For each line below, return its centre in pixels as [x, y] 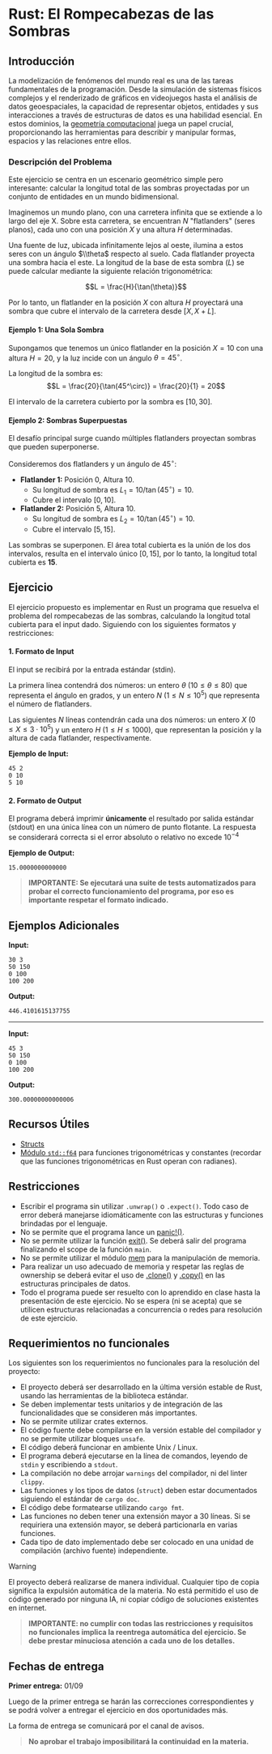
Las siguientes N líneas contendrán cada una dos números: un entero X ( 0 [132, 719]
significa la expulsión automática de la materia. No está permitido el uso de [134, 1591]
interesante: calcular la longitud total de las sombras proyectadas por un [129, 188]
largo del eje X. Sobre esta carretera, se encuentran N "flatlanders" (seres [132, 221]
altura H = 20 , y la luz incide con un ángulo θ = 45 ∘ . [96, 357]
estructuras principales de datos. [75, 1283]
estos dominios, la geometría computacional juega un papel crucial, [121, 124]
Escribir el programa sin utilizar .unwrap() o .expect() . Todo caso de [134, 1206]
